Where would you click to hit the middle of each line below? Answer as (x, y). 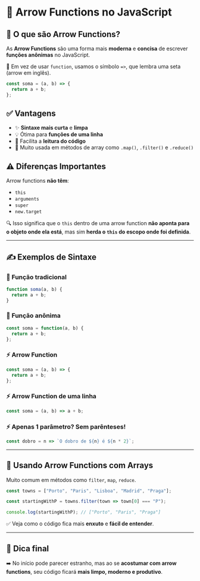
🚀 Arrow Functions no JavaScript (89, 12)
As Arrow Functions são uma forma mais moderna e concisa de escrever (97, 48)
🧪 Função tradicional (37, 277)
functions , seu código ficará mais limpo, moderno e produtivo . (84, 572)
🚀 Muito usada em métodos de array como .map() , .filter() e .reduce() (104, 147)
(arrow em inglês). (29, 73)
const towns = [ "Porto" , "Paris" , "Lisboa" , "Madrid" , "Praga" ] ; (89, 491)
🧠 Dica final (28, 548)
